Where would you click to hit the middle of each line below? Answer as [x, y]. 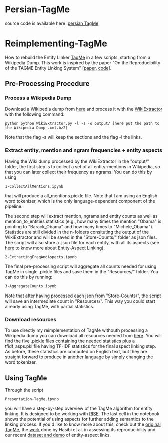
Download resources [31, 319]
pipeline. [14, 206]
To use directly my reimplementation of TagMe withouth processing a [77, 330]
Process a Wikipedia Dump [38, 98]
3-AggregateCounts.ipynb [31, 286]
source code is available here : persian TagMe [52, 23]
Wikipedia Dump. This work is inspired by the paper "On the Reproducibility [83, 62]
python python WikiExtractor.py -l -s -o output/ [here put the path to [82, 123]
